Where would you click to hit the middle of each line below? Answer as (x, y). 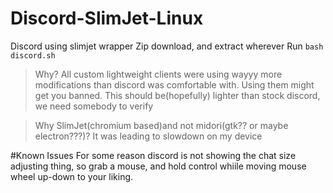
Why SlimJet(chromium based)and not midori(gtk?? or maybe (161, 125)
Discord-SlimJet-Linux (107, 18)
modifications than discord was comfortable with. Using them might (174, 84)
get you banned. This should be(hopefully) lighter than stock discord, (177, 95)
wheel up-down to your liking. (72, 176)
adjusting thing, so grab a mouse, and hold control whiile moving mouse (158, 166)
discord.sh (33, 55)
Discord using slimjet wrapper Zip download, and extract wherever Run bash (167, 46)
